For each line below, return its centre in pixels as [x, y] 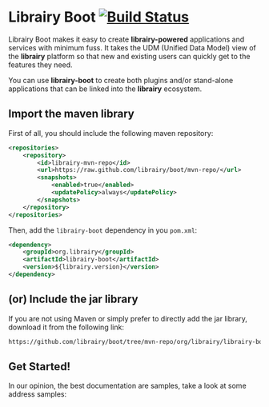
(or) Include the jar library [73, 299]
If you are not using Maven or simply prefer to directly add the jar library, [128, 318]
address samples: [37, 394]
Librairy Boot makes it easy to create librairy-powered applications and [126, 39]
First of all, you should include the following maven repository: [111, 133]
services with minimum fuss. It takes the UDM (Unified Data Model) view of [132, 47]
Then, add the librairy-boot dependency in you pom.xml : [103, 230]
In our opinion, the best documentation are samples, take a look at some [127, 386]
